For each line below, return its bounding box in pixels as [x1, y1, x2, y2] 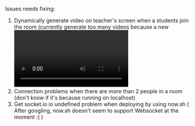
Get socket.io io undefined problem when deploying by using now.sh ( [13, 101, 189, 108]
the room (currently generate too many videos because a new [13, 24, 169, 30]
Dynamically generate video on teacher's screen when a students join [13, 17, 189, 24]
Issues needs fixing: [5, 5, 55, 12]
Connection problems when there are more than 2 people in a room [13, 88, 183, 94]
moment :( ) [13, 113, 43, 121]
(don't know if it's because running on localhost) [13, 94, 135, 101]
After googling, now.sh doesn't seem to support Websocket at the [13, 107, 179, 114]
